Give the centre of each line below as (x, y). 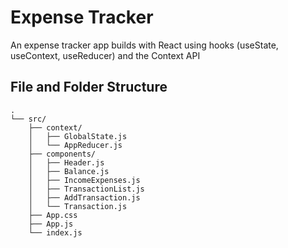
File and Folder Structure (89, 87)
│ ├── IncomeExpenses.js (84, 180)
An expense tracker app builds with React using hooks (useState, (144, 45)
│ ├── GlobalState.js (78, 136)
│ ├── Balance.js (69, 171)
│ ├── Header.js (66, 162)
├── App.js (51, 224)
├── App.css (53, 215)
